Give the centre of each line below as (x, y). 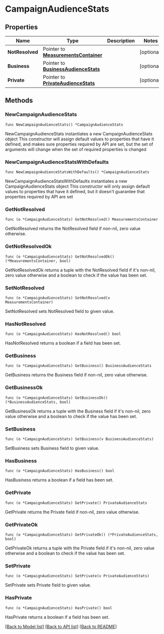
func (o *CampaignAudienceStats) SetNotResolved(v (58, 298)
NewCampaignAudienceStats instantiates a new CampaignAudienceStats (79, 133)
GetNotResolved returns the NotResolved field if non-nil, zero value (73, 229)
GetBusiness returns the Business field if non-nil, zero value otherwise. (76, 375)
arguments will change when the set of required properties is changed (76, 149)
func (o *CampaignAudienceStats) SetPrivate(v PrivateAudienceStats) (77, 576)
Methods (19, 100)
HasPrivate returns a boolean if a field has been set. (57, 617)
